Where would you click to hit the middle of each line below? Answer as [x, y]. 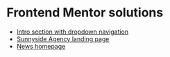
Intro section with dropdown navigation [73, 32]
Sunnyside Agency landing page [63, 38]
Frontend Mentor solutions [85, 13]
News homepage [41, 46]
